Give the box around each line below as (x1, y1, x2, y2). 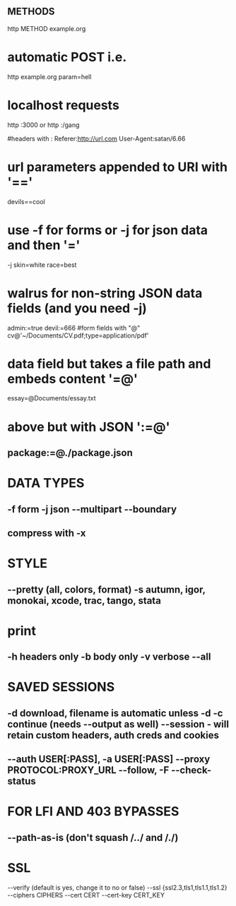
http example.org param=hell (7, 72, 92, 81)
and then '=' (7, 237, 81, 253)
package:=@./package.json (7, 447, 133, 459)
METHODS (7, 6, 55, 18)
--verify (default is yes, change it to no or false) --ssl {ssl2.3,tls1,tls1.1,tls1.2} (7, 883, 228, 892)
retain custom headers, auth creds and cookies (7, 729, 220, 741)
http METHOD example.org (7, 24, 86, 32)
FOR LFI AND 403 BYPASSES (7, 804, 179, 820)
